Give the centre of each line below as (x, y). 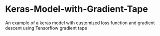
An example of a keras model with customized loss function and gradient (80, 23)
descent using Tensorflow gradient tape (46, 28)
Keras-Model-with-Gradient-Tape (77, 9)
